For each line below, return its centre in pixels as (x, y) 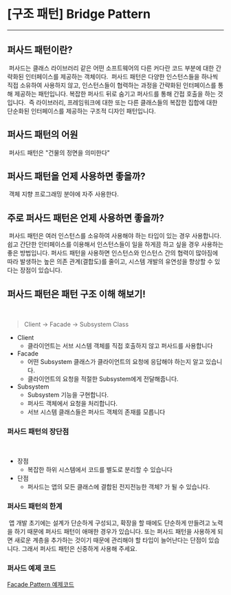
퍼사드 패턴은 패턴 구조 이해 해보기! (76, 294)
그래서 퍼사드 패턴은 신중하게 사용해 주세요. (79, 548)
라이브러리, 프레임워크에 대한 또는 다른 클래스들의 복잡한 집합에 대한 (127, 102)
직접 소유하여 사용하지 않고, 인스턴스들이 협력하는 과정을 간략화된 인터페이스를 (112, 85)
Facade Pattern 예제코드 (41, 584)
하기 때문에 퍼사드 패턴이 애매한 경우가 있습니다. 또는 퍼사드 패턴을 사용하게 (115, 531)
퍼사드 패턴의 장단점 (38, 431)
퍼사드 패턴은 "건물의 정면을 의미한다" (59, 153)
